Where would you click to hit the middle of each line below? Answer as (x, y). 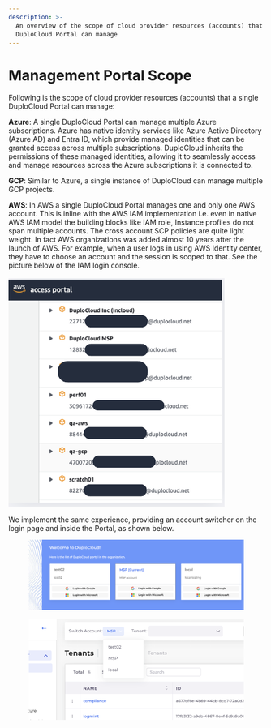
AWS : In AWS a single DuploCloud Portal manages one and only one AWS (132, 205)
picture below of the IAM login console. (74, 266)
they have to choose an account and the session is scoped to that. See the (133, 257)
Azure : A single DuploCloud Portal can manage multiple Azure (112, 122)
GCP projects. (32, 190)
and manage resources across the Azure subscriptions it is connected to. (131, 165)
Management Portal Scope (100, 75)
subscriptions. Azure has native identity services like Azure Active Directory (135, 131)
